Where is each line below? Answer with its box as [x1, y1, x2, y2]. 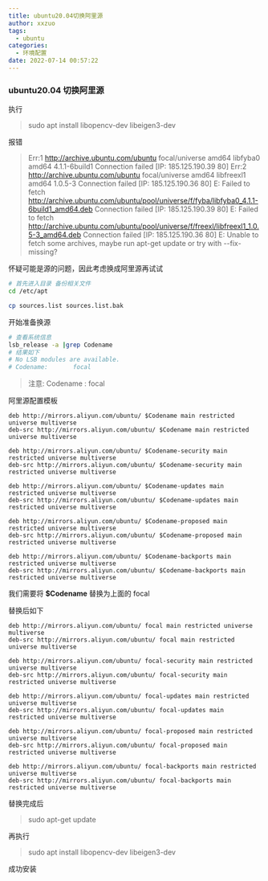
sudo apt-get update [27, 815, 96, 825]
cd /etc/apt [8, 287, 48, 296]
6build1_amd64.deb [27, 204, 94, 214]
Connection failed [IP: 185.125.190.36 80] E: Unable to [83, 230, 259, 240]
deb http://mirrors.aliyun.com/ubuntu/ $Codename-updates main [8, 482, 225, 490]
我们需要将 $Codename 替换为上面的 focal [8, 588, 150, 599]
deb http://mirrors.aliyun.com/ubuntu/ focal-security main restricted [8, 657, 253, 666]
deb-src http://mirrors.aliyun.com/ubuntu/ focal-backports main [8, 777, 231, 785]
